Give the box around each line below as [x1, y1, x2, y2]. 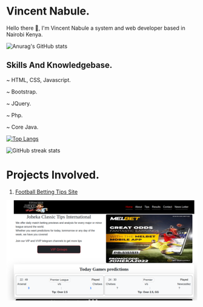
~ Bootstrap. [6, 88, 38, 95]
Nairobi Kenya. [6, 30, 43, 38]
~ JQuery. [6, 100, 32, 107]
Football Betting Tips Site [15, 188, 78, 195]
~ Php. [6, 111, 23, 119]
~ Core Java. [6, 123, 39, 130]
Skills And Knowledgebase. [6, 60, 113, 70]
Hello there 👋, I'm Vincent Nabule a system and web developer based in [6, 24, 186, 32]
